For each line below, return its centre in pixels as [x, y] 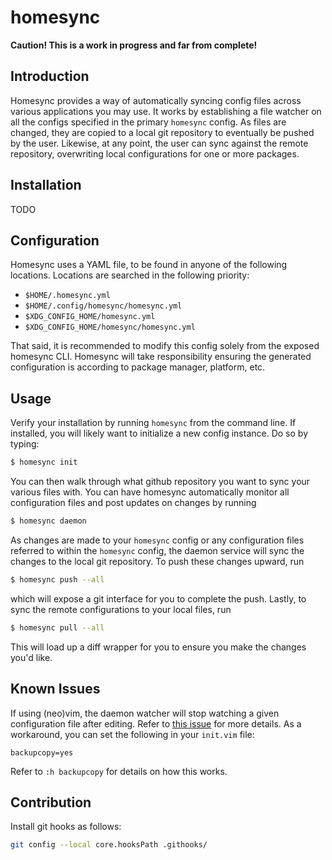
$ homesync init [44, 462]
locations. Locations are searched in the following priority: [130, 275]
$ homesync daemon [48, 521]
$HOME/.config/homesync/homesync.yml [103, 306]
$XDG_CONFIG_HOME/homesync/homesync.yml [110, 327]
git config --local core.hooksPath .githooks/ [109, 845]
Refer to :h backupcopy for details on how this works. [119, 771]
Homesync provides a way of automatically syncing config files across [156, 100]
